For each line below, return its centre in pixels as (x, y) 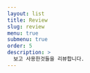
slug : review (26, 26)
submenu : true (28, 40)
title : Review (28, 20)
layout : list (26, 14)
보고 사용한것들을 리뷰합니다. (49, 59)
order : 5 (20, 46)
